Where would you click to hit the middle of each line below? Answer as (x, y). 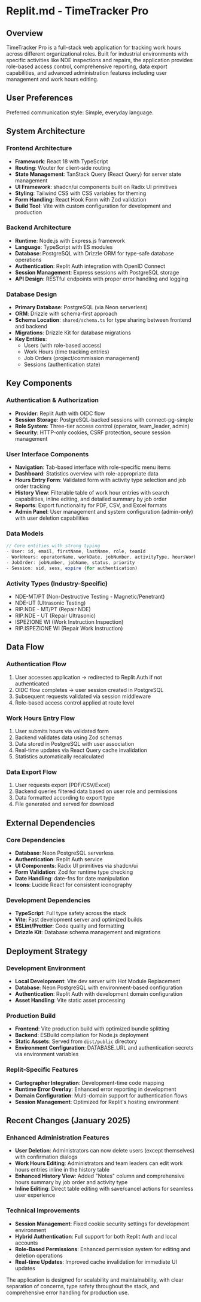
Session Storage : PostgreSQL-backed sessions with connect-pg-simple (104, 419)
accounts (26, 1243)
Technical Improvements (43, 1210)
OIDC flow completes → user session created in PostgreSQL (89, 690)
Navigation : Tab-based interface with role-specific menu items (93, 467)
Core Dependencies (36, 840)
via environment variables (47, 1054)
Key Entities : (31, 339)
